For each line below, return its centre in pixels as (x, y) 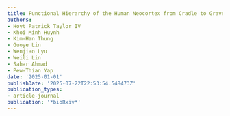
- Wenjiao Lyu (27, 52)
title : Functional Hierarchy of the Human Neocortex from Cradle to (107, 13)
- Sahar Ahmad (27, 64)
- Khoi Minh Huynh (33, 32)
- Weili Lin (24, 58)
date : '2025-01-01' (35, 77)
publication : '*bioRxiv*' (44, 102)
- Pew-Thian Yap (30, 70)
